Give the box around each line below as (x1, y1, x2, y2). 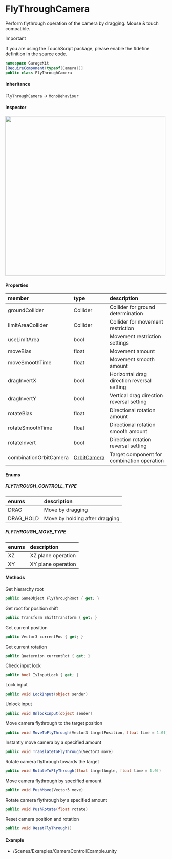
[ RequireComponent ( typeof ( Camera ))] (5, 65, 83, 71)
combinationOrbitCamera (8, 454, 69, 461)
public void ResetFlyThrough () (5, 826, 72, 831)
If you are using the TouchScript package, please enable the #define (5, 45, 150, 51)
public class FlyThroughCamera (5, 70, 72, 75)
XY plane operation (30, 560, 76, 567)
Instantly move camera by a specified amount (5, 739, 101, 745)
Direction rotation (109, 436, 152, 443)
